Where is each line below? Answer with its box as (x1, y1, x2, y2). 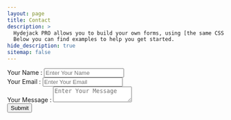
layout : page (7, 10, 45, 17)
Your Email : (7, 77, 41, 85)
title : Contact (7, 17, 51, 24)
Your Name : (7, 68, 43, 76)
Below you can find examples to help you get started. (13, 36, 175, 43)
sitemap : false (7, 49, 51, 56)
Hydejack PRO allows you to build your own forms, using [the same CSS (13, 29, 225, 37)
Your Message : (7, 95, 52, 104)
